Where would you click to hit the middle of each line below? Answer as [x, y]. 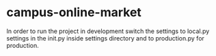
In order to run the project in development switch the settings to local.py [108, 31]
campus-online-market [74, 12]
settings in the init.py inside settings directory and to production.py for [105, 38]
